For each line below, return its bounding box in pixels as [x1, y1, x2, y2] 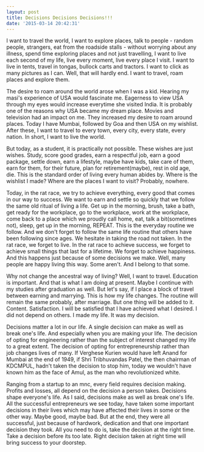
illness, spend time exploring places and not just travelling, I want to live [6, 50, 187, 57]
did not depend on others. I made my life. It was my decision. [6, 312, 160, 319]
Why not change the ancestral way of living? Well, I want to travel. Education [6, 272, 199, 280]
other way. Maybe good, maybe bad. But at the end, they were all [6, 413, 171, 420]
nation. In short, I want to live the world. [6, 133, 105, 140]
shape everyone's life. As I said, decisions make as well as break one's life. [6, 393, 194, 401]
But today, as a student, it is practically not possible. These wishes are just [6, 145, 194, 153]
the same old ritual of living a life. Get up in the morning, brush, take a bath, [6, 202, 195, 210]
